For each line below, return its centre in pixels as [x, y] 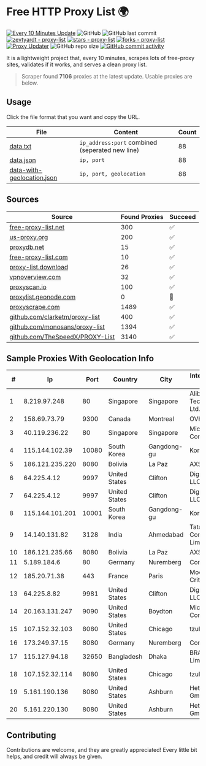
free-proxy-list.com [39, 257]
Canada [119, 419]
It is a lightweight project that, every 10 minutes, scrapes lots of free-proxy [101, 58]
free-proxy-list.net [37, 227]
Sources [23, 200]
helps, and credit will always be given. [54, 756]
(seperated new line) [109, 150]
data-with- [26, 170]
